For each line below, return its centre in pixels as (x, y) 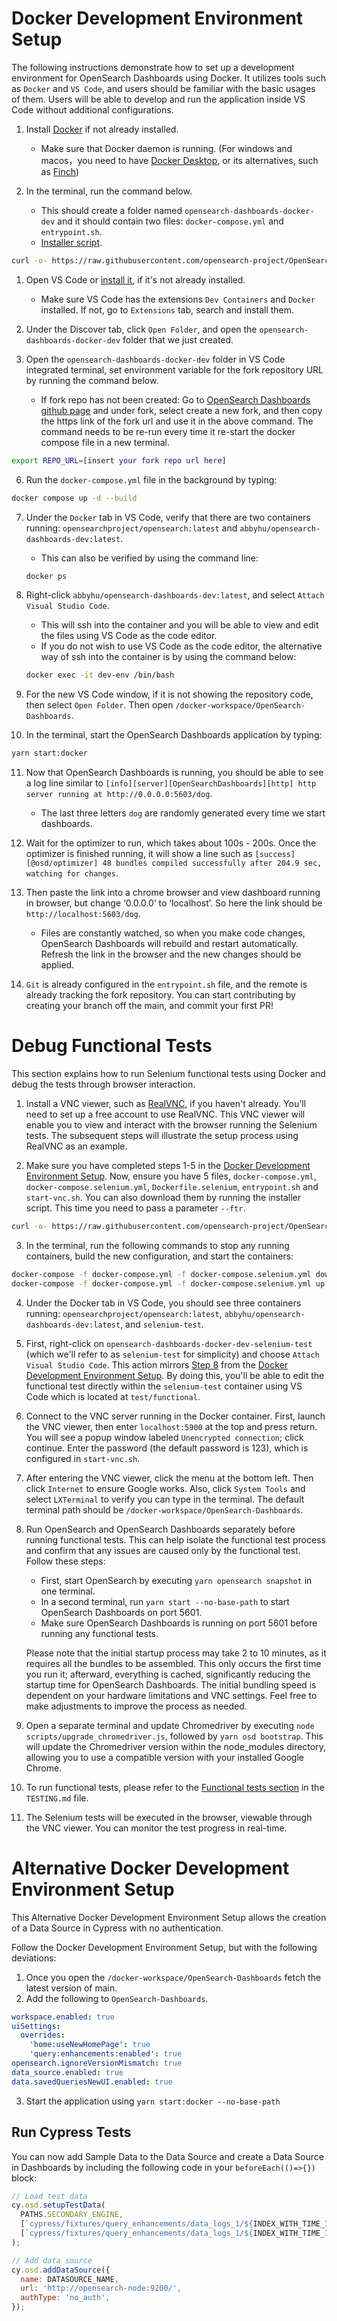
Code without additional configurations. (92, 109)
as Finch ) (60, 171)
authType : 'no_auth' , (65, 2298)
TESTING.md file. (57, 1798)
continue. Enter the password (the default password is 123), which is (167, 1448)
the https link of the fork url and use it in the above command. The (177, 421)
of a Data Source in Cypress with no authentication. (117, 1928)
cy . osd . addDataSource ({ (61, 2270)
